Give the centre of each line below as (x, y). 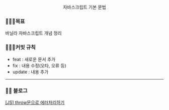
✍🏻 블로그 (16, 90)
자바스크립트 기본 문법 (84, 7)
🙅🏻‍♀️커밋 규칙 (21, 47)
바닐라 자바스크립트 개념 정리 (33, 33)
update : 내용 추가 (30, 71)
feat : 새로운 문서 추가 (34, 59)
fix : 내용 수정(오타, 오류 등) (39, 65)
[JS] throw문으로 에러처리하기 (35, 102)
